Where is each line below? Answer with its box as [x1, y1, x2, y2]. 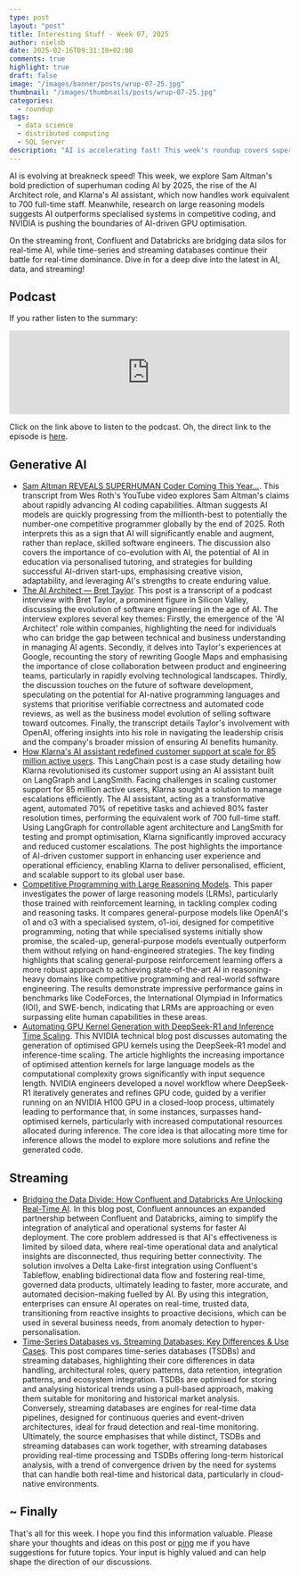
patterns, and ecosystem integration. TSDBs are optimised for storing [21, 1374, 278, 1385]
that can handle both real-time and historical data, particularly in [21, 1469, 258, 1480]
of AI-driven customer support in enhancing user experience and [21, 850, 261, 861]
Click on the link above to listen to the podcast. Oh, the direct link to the [9, 421, 271, 433]
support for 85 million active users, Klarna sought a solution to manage [21, 784, 282, 795]
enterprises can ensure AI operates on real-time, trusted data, [21, 1298, 250, 1309]
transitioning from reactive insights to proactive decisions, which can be [21, 1308, 287, 1319]
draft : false [9, 71, 58, 80]
